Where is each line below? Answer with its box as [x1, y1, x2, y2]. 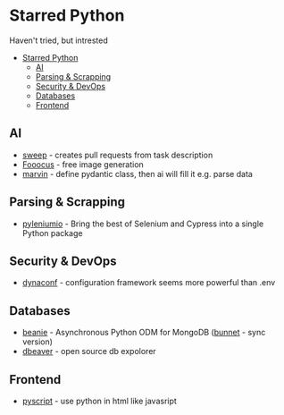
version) [21, 336, 54, 347]
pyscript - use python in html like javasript [21, 395, 177, 406]
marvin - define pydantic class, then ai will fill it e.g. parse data [21, 168, 253, 179]
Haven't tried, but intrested [9, 35, 109, 46]
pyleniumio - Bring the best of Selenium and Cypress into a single [21, 218, 264, 229]
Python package [21, 227, 83, 238]
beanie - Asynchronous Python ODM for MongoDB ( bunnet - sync [21, 327, 266, 338]
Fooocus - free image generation [21, 158, 145, 170]
